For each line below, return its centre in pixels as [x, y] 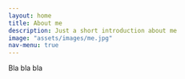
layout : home [30, 16]
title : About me [35, 23]
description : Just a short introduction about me [93, 30]
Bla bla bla [25, 68]
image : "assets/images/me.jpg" [60, 38]
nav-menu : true [34, 45]
